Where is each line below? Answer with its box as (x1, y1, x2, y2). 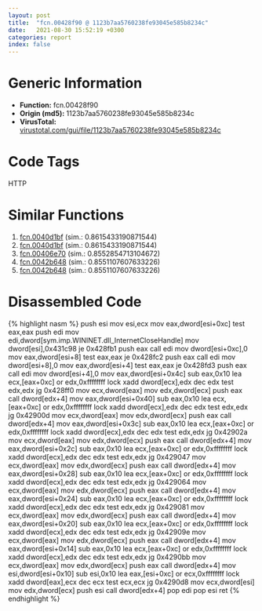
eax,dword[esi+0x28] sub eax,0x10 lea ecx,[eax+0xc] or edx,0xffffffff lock (8, 468, 249, 478)
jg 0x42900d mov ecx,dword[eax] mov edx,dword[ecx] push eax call (8, 410, 231, 420)
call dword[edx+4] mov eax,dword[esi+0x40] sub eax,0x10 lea (8, 394, 212, 403)
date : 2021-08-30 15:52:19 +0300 (8, 26, 125, 34)
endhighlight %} (8, 594, 60, 603)
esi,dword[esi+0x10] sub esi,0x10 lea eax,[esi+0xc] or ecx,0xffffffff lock (8, 569, 240, 578)
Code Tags (8, 153, 80, 171)
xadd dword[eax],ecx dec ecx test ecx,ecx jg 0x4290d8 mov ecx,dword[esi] (8, 577, 255, 587)
